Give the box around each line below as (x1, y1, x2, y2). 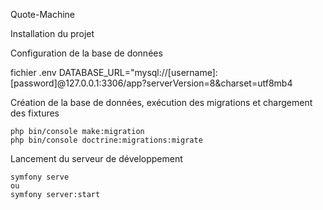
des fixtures (10, 107, 60, 119)
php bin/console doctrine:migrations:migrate (10, 135, 203, 145)
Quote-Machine (10, 9, 76, 20)
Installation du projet (10, 28, 95, 39)
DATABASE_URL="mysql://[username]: (58, 67, 218, 78)
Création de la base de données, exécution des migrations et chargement (10, 97, 313, 108)
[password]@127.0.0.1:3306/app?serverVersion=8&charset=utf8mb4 (10, 77, 293, 89)
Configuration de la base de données (10, 47, 163, 59)
